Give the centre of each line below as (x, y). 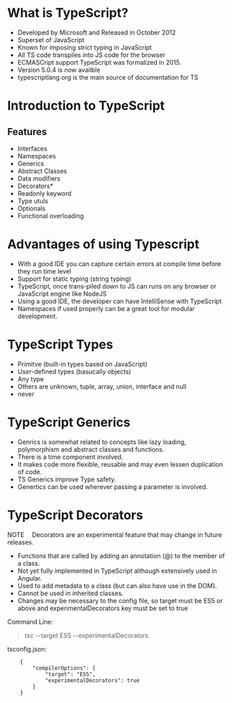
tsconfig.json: (27, 649)
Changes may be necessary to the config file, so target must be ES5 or (120, 600)
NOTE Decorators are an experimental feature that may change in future (115, 534)
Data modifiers (39, 178)
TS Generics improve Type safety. (67, 479)
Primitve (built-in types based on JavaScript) (82, 364)
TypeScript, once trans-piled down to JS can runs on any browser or (117, 286)
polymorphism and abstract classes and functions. (91, 449)
